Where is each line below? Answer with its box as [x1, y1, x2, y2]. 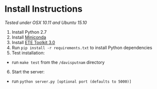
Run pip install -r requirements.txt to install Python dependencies [11, 44, 153, 50]
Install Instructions [4, 3, 83, 15]
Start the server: [11, 68, 45, 74]
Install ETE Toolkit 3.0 [11, 39, 55, 45]
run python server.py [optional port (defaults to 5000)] [11, 78, 132, 84]
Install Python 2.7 [11, 29, 47, 35]
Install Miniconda [11, 34, 46, 40]
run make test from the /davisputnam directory [11, 59, 105, 65]
